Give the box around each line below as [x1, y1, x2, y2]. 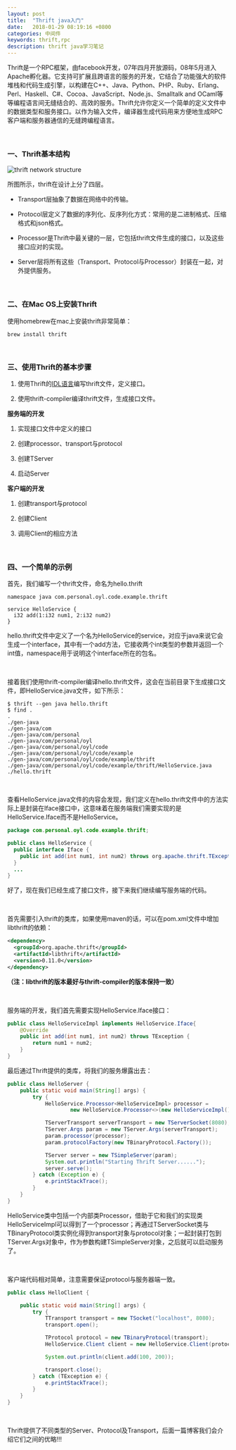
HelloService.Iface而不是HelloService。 [7, 813, 122, 822]
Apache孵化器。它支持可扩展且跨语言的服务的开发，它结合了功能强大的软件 [7, 72, 227, 80]
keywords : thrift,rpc [7, 37, 71, 44]
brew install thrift [7, 330, 68, 338]
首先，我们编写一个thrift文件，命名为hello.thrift [7, 579, 143, 588]
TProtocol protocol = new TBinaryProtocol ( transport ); [44, 1334, 209, 1341]
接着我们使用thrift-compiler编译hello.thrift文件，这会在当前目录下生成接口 [7, 678, 220, 686]
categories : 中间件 [7, 30, 61, 37]
